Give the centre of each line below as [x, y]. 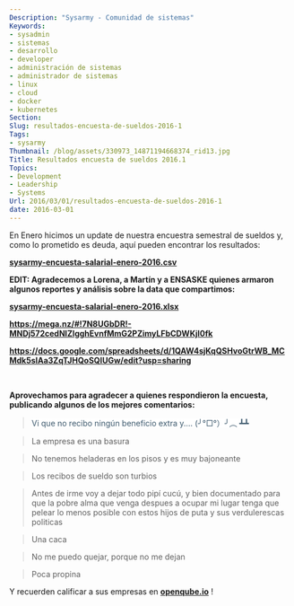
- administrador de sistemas [64, 76]
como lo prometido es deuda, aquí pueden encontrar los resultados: [135, 244]
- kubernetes [34, 110]
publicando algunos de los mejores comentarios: [102, 404]
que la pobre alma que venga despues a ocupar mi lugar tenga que [155, 503]
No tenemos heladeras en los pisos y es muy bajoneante [136, 458]
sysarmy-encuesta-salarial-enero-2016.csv [93, 262]
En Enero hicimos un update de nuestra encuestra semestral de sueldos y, [147, 235]
